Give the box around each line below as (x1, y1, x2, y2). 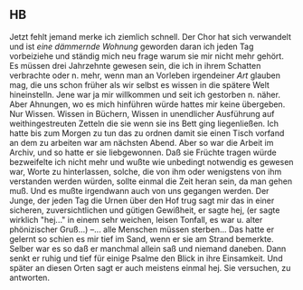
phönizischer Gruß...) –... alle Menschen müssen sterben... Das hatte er (9, 224, 274, 235)
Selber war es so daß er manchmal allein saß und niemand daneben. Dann (9, 243, 287, 254)
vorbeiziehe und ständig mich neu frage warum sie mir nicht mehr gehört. (9, 50, 285, 62)
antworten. (9, 272, 50, 283)
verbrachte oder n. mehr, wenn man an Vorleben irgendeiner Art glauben (9, 70, 281, 81)
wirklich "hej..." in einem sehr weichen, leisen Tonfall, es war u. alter (9, 214, 263, 225)
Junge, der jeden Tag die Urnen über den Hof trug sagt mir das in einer (9, 195, 275, 206)
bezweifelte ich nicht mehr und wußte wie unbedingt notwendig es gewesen (9, 156, 294, 167)
